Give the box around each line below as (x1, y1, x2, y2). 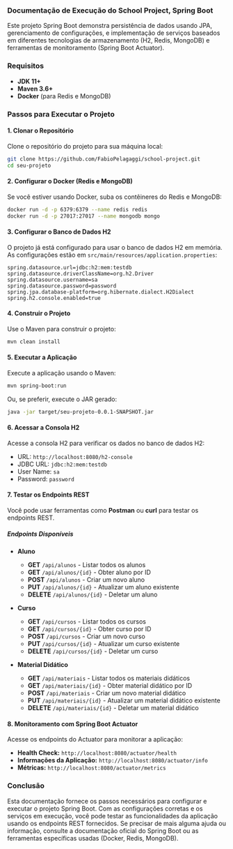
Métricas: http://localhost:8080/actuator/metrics (17, 763, 166, 772)
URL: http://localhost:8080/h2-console (17, 452, 134, 460)
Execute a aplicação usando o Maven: (7, 368, 116, 377)
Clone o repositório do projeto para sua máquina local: (7, 142, 163, 150)
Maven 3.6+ (17, 84, 54, 93)
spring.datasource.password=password (7, 282, 117, 290)
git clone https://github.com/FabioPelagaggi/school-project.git (7, 156, 200, 163)
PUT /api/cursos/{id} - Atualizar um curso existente (27, 640, 180, 648)
